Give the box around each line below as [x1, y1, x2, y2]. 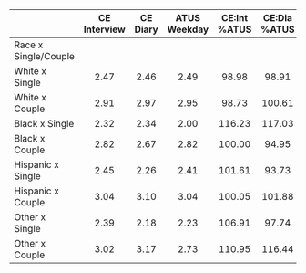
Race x [14, 38, 44, 51]
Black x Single [14, 118, 75, 130]
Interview [83, 23, 126, 36]
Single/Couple [14, 50, 76, 62]
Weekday [167, 23, 209, 36]
